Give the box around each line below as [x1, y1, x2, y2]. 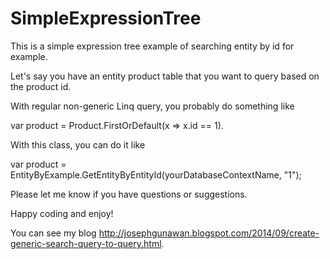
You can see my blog [10, 227, 97, 239]
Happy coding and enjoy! [10, 207, 114, 219]
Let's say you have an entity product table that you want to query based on [10, 70, 320, 82]
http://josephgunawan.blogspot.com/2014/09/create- [98, 227, 320, 239]
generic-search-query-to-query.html [10, 237, 162, 249]
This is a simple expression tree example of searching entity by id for [10, 40, 295, 52]
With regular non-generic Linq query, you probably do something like [10, 100, 295, 112]
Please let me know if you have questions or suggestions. [10, 188, 248, 200]
